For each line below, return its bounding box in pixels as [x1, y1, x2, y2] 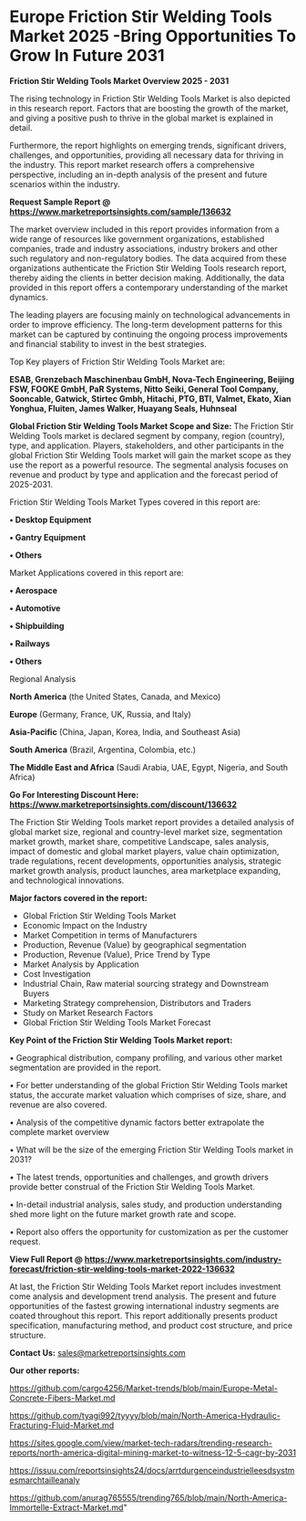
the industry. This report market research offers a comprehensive [9, 159, 255, 170]
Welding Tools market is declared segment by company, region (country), [9, 430, 285, 441]
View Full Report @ [9, 1254, 84, 1264]
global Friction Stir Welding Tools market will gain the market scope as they [9, 449, 291, 460]
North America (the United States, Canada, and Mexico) [9, 691, 221, 702]
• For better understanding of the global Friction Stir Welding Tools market [9, 1079, 289, 1090]
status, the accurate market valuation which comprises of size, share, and [9, 1089, 287, 1100]
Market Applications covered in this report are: [9, 567, 184, 578]
